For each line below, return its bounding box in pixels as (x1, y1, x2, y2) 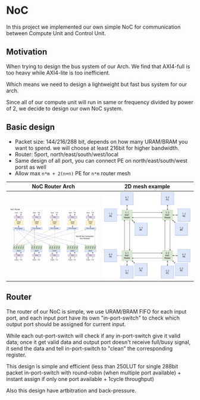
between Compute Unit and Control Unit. (6, 29, 106, 36)
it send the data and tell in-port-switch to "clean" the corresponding (6, 345, 173, 352)
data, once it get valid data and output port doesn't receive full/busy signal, (6, 338, 191, 346)
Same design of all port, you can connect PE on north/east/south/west (14, 157, 187, 164)
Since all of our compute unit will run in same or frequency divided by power (6, 98, 193, 106)
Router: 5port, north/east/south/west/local (14, 150, 119, 158)
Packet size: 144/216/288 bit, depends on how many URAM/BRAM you (14, 138, 188, 145)
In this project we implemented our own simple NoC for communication (6, 23, 181, 30)
